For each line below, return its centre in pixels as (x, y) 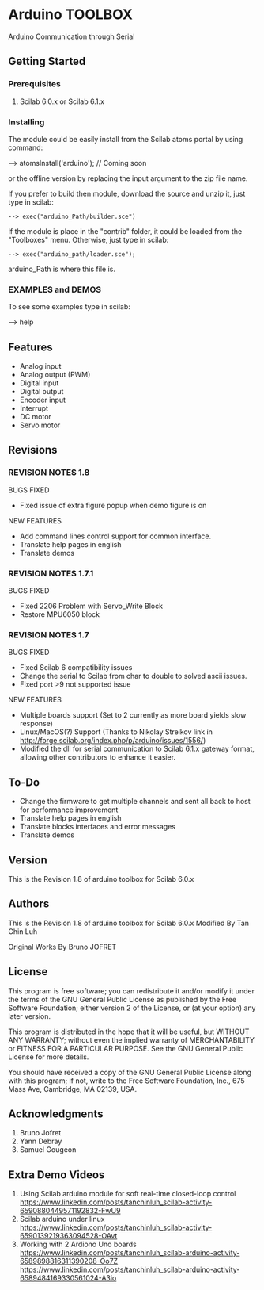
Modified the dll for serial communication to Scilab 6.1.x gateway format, (137, 749)
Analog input (40, 366)
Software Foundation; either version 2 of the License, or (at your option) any (132, 1008)
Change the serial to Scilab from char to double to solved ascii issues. (133, 676)
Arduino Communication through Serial (72, 36)
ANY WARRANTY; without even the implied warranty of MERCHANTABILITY (132, 1039)
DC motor (35, 417)
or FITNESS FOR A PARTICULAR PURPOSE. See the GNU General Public (126, 1048)
